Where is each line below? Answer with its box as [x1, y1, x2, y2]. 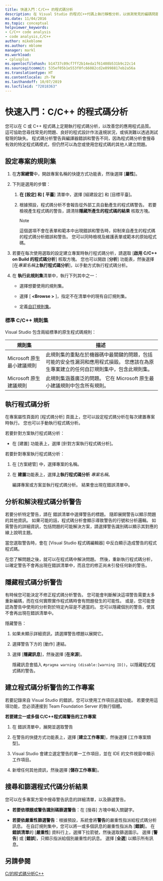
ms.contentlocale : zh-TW [5, 75, 55, 80]
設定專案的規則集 [5, 157, 56, 165]
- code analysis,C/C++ [5, 35, 51, 39]
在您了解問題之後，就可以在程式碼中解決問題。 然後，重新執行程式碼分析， [5, 556, 155, 562]
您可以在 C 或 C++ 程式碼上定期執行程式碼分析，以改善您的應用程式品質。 [5, 123, 154, 129]
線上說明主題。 [5, 530, 35, 536]
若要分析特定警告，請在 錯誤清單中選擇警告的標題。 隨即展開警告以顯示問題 [5, 511, 156, 518]
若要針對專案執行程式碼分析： [5, 451, 65, 457]
